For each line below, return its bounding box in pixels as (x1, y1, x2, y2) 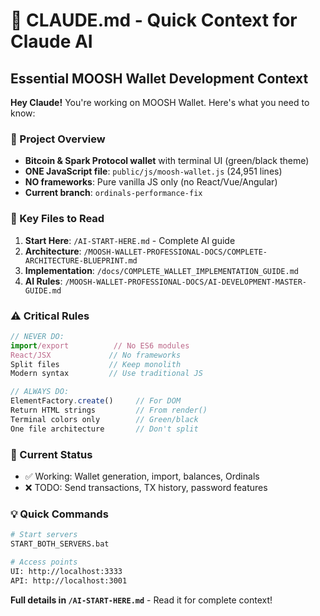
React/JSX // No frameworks (10, 350, 182, 360)
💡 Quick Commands (10, 507, 109, 521)
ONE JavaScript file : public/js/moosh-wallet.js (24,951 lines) (24, 165, 283, 178)
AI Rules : (24, 275, 63, 287)
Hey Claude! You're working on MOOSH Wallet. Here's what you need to (10, 97, 310, 108)
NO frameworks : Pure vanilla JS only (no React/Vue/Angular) (24, 176, 278, 188)
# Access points (10, 557, 78, 567)
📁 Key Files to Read (10, 212, 105, 226)
